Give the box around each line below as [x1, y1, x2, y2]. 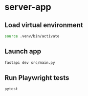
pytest [4, 87, 18, 92]
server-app [4, 1, 52, 13]
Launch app [4, 47, 42, 56]
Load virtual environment [4, 21, 84, 29]
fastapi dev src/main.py [4, 60, 55, 65]
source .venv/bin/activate [4, 34, 60, 38]
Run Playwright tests [4, 74, 69, 82]
